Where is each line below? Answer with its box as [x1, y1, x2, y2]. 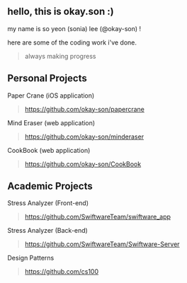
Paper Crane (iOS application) [7, 91, 95, 100]
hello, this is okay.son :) [7, 6, 115, 18]
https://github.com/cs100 [24, 267, 99, 276]
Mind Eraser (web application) [7, 118, 96, 127]
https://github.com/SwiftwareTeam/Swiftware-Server [24, 240, 180, 248]
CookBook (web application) [7, 146, 91, 154]
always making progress [24, 52, 96, 60]
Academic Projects [7, 180, 93, 192]
